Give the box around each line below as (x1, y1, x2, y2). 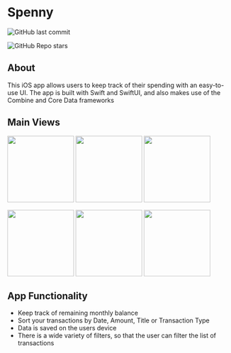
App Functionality (7, 290, 88, 302)
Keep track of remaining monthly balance (17, 309, 138, 318)
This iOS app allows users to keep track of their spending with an (7, 81, 198, 89)
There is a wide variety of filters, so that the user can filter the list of (17, 331, 217, 340)
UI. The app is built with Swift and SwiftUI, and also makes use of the (19, 88, 221, 96)
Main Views (7, 116, 60, 128)
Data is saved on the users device (17, 324, 117, 332)
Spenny (7, 4, 54, 21)
